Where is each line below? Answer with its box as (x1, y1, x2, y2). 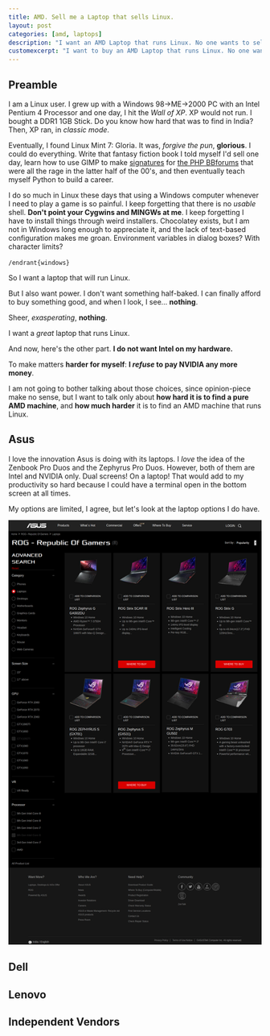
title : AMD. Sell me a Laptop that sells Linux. (8, 13, 174, 21)
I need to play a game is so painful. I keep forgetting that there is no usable (8, 198, 256, 209)
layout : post (8, 21, 52, 30)
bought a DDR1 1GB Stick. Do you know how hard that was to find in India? (8, 116, 254, 126)
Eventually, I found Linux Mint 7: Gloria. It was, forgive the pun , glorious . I (8, 140, 252, 150)
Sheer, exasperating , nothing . (8, 313, 108, 322)
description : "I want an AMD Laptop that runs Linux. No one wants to (8, 39, 250, 47)
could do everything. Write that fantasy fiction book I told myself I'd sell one (8, 149, 260, 159)
